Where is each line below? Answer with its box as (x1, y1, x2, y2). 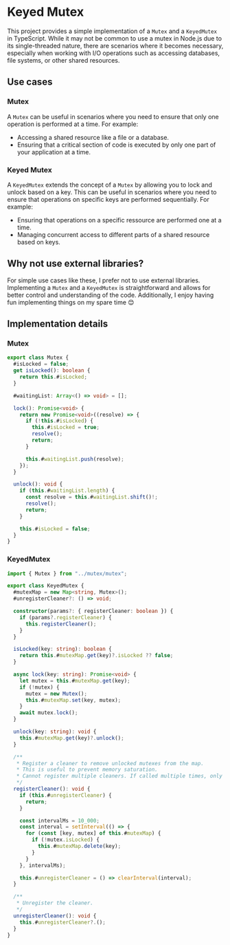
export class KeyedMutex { (7, 583, 84, 590)
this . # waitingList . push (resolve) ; (25, 455, 125, 462)
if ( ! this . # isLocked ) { (25, 417, 94, 424)
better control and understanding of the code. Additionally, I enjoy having (7, 291, 214, 299)
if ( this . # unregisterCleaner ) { (19, 791, 112, 799)
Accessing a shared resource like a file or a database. (16, 133, 170, 141)
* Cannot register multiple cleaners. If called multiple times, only (16, 773, 223, 780)
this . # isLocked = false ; (19, 525, 91, 532)
